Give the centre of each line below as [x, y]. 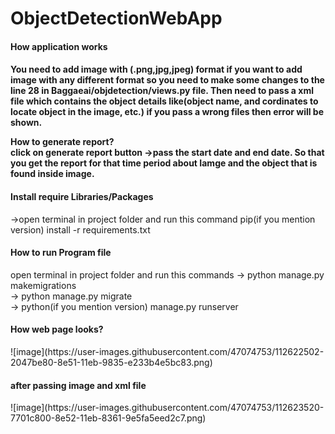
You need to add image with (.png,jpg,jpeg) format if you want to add [156, 69]
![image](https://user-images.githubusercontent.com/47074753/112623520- [167, 408]
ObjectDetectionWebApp [116, 18]
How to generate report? [62, 142]
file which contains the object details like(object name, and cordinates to [164, 101]
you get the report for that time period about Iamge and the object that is [164, 163]
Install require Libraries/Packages [82, 196]
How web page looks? [57, 329]
